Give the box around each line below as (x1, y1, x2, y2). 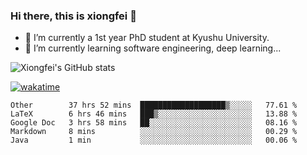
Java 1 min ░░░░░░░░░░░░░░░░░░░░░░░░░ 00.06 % (10, 135, 298, 146)
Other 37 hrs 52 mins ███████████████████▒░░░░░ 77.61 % (10, 100, 298, 111)
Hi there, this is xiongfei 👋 (10, 9, 137, 23)
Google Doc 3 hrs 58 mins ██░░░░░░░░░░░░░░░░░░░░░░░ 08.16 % (10, 118, 298, 128)
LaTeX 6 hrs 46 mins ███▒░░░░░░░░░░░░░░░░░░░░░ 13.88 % (10, 109, 298, 119)
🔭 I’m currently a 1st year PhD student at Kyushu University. (24, 32, 270, 44)
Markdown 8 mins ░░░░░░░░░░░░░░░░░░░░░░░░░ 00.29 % (10, 127, 298, 137)
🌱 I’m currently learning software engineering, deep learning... (24, 42, 282, 54)
